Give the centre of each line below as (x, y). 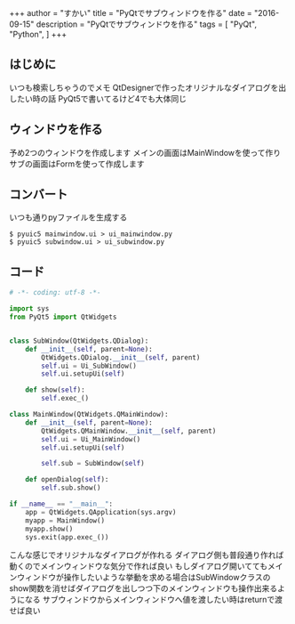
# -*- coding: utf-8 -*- (55, 293)
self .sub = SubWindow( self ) (93, 464)
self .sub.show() (71, 488)
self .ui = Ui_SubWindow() (89, 366)
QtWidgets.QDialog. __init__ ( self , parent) (121, 357)
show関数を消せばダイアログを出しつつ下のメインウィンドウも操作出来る (144, 588)
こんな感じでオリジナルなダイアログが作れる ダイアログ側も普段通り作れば (147, 555)
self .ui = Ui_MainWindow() (91, 439)
